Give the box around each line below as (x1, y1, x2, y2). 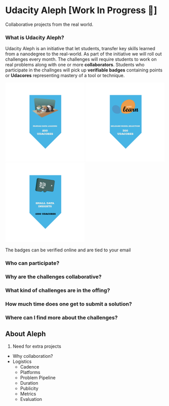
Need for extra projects (12, 343, 62, 349)
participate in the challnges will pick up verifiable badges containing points (5, 67, 163, 73)
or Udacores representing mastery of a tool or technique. (5, 72, 125, 79)
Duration (20, 380, 38, 386)
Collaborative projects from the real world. (5, 21, 94, 27)
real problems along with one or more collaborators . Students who (5, 62, 145, 68)
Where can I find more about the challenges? (5, 314, 118, 321)
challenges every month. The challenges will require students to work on (5, 56, 157, 62)
